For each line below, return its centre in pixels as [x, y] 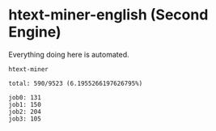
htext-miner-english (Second [108, 15]
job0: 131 [25, 97]
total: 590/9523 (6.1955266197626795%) [76, 83]
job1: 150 [25, 104]
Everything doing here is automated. [69, 54]
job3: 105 [25, 119]
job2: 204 [25, 112]
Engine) [35, 32]
